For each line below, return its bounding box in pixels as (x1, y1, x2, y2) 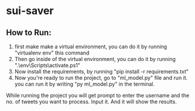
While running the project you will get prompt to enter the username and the (6, 92, 190, 99)
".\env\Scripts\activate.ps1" (14, 62, 81, 69)
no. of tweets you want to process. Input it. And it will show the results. (6, 98, 177, 105)
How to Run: (6, 28, 52, 38)
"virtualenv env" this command (14, 49, 90, 56)
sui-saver (6, 4, 54, 18)
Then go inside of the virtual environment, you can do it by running (14, 56, 176, 62)
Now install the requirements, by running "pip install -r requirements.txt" (14, 68, 189, 75)
